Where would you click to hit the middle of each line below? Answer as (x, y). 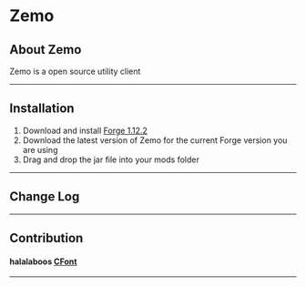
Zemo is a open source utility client (75, 71)
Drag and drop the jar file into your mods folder (111, 159)
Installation (42, 109)
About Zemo (46, 50)
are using (40, 149)
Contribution (46, 238)
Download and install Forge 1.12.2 (85, 130)
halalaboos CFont (43, 261)
